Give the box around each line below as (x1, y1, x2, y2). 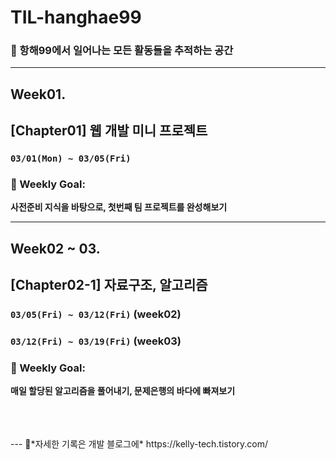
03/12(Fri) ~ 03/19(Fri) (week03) (10, 334, 182, 348)
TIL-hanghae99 (10, 6, 142, 29)
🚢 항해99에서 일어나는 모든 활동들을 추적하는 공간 (10, 44, 234, 58)
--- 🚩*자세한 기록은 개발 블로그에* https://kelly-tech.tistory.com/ (10, 438, 269, 450)
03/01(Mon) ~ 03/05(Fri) (10, 153, 132, 165)
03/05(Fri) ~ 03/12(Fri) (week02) (10, 307, 182, 321)
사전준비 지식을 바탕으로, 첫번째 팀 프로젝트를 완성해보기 (10, 201, 228, 213)
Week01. (10, 86, 67, 103)
